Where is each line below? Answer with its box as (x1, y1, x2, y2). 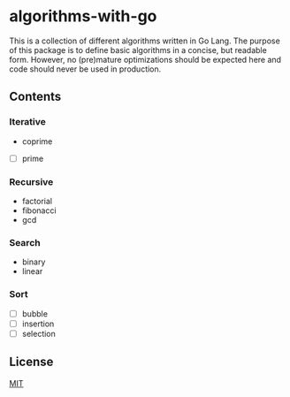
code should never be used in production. (9, 64, 162, 74)
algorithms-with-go (9, 6, 157, 27)
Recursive (9, 175, 54, 187)
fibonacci (21, 205, 57, 216)
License (9, 355, 54, 370)
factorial (21, 195, 53, 206)
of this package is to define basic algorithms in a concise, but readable (9, 44, 267, 55)
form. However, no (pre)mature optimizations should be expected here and (9, 54, 281, 65)
